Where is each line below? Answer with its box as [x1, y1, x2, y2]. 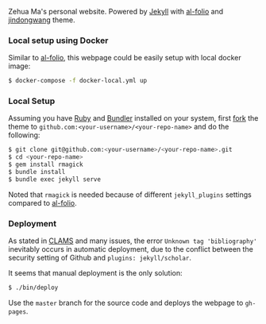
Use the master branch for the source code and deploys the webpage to [8, 298, 244, 308]
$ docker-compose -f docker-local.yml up [8, 77, 148, 85]
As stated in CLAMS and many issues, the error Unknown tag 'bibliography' [8, 236, 257, 245]
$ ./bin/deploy [8, 283, 59, 292]
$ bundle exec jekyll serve [8, 175, 102, 183]
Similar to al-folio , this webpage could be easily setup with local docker [8, 53, 241, 63]
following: [8, 130, 40, 140]
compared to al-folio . [8, 198, 77, 207]
